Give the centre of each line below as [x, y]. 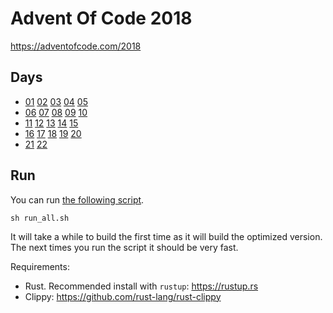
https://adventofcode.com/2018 [76, 46]
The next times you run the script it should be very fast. [124, 247]
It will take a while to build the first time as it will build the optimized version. [166, 236]
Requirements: [40, 266]
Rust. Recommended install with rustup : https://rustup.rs [141, 286]
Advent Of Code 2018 [101, 18]
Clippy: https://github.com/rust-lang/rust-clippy [123, 296]
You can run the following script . [77, 199]
